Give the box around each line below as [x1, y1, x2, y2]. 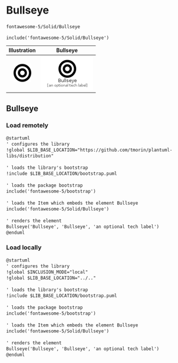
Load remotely [6, 121, 49, 129]
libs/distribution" [6, 153, 54, 159]
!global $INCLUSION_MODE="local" [6, 269, 88, 275]
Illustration [8, 47, 37, 54]
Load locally [6, 243, 42, 251]
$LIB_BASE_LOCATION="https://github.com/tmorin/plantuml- [27, 147, 173, 153]
